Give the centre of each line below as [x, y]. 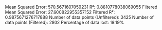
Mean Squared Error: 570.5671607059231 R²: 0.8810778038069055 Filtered [81, 7]
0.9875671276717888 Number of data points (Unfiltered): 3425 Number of [80, 17]
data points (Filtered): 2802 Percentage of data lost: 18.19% [64, 22]
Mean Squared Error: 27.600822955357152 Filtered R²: [60, 12]
